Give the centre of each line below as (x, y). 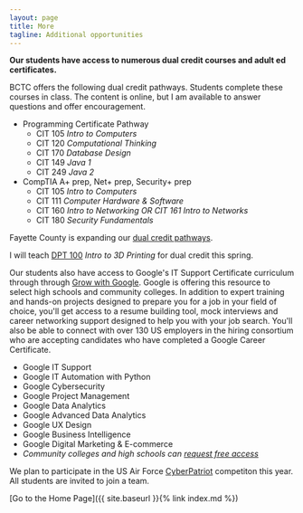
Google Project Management (76, 396)
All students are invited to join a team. (80, 481)
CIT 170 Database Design (83, 153)
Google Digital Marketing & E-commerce (98, 444)
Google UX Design (57, 425)
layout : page (34, 18)
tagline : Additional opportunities (76, 34)
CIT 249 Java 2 (65, 172)
